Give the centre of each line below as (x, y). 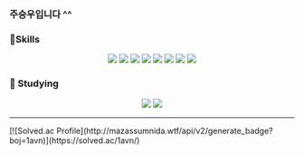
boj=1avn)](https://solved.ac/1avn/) (75, 140)
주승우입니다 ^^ (41, 14)
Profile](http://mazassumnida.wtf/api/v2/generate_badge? (165, 131)
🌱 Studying (34, 83)
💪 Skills (25, 39)
